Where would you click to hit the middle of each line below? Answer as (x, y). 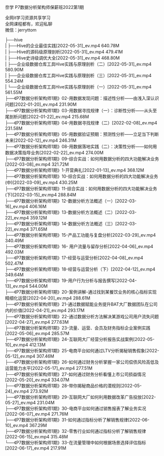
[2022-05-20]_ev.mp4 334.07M (37, 380)
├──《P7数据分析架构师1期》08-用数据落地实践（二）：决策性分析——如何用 (81, 146)
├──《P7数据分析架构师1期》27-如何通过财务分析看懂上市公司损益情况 (75, 374)
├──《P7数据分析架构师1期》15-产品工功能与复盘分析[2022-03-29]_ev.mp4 (81, 235)
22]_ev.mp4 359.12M (26, 218)
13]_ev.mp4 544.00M (26, 286)
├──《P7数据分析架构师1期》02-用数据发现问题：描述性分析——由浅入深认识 (82, 98)
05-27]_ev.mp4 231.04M (30, 403)
